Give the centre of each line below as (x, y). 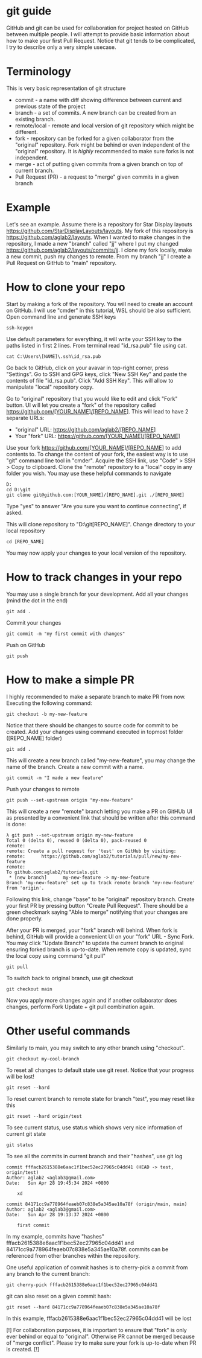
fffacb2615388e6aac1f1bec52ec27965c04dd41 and (70, 1243)
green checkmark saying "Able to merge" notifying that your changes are (97, 912)
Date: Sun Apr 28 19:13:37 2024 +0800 (58, 1214)
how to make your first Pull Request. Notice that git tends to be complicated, (101, 40)
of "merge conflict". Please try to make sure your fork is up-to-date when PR (101, 1343)
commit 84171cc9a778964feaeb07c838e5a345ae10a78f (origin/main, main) (97, 1204)
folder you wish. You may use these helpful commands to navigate (89, 473)
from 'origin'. (25, 888)
